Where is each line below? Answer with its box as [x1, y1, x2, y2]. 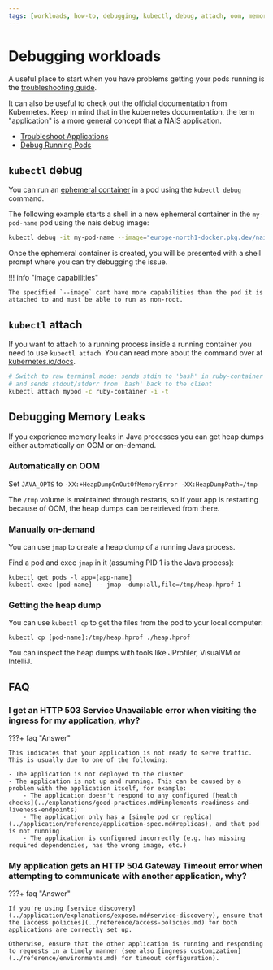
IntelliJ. [8, 656, 32, 667]
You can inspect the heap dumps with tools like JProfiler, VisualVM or [8, 648, 241, 658]
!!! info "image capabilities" [8, 273, 99, 283]
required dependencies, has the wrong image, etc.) [8, 842, 187, 850]
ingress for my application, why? [8, 715, 141, 726]
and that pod [215, 820, 260, 829]
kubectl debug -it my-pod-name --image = [8, 233, 148, 242]
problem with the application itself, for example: [8, 785, 187, 793]
